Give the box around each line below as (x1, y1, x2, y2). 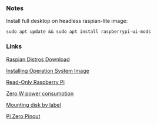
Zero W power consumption (6, 90, 74, 97)
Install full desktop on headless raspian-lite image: (6, 18, 128, 25)
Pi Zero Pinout (6, 113, 41, 120)
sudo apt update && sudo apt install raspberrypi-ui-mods (6, 29, 151, 35)
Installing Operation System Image (6, 67, 89, 74)
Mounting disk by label (6, 101, 61, 108)
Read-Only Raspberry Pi (6, 78, 65, 86)
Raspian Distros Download (6, 56, 70, 63)
